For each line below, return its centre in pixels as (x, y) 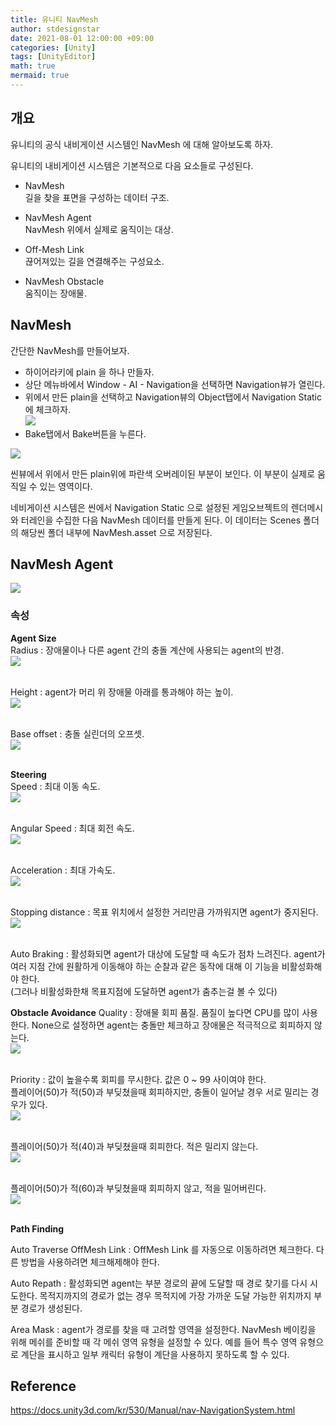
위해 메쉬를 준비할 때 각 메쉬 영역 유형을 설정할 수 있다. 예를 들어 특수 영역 (154, 1342)
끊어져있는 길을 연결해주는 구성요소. (94, 261)
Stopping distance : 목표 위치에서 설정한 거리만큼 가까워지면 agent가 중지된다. (164, 912)
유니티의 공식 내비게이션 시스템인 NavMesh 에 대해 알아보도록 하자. (142, 144)
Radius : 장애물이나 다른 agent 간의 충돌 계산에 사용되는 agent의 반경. (147, 650)
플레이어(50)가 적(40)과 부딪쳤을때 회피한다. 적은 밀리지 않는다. (134, 1146)
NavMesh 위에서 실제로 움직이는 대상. (99, 229)
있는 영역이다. (66, 486)
